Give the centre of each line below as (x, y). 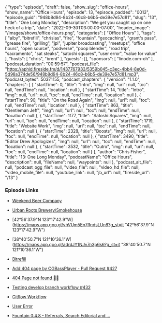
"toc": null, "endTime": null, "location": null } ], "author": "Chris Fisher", (75, 152)
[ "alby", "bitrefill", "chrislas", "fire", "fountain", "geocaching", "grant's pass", (81, 38)
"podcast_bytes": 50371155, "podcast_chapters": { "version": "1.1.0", (73, 79)
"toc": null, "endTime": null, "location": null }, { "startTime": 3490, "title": (77, 136)
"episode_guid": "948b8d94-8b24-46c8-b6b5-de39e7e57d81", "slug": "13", (81, 17)
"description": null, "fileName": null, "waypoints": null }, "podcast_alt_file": (79, 162)
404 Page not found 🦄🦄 (35, 278)
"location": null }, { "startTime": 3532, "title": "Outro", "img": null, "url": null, (80, 146)
